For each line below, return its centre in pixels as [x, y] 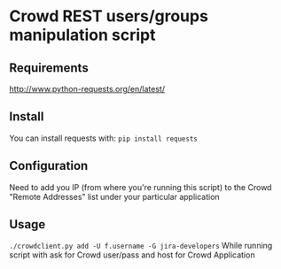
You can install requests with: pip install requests [103, 138]
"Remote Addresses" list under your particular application [114, 196]
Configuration [49, 166]
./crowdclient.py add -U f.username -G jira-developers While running [141, 246]
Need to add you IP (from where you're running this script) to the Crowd [140, 187]
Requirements [49, 68]
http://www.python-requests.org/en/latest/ [87, 89]
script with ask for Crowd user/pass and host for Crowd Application [132, 255]
